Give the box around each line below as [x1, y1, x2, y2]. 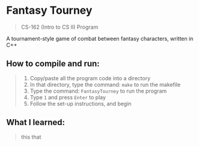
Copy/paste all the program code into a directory [29, 74, 151, 81]
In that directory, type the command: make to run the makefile [29, 81, 181, 88]
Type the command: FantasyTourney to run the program [29, 87, 167, 95]
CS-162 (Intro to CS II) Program [20, 23, 99, 31]
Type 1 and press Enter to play [29, 93, 106, 101]
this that [20, 133, 41, 141]
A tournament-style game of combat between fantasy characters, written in [6, 35, 194, 42]
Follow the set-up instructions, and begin [29, 100, 132, 107]
